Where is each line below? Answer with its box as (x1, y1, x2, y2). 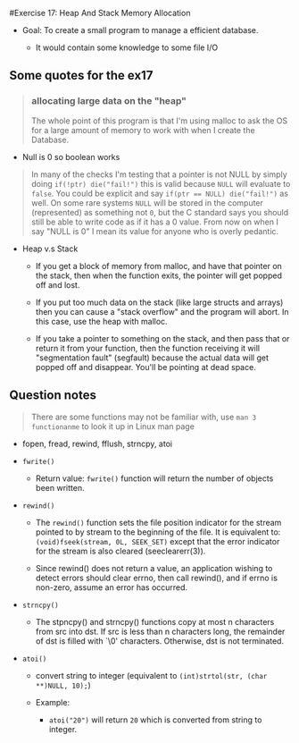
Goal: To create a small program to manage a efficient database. (21, 25, 259, 35)
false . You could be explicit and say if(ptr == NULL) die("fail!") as (30, 188, 288, 198)
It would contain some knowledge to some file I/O (35, 42, 219, 53)
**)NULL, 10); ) (35, 680, 91, 690)
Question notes (9, 388, 96, 403)
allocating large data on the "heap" (30, 95, 187, 107)
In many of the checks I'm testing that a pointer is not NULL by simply (30, 169, 287, 180)
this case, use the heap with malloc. (35, 316, 168, 326)
